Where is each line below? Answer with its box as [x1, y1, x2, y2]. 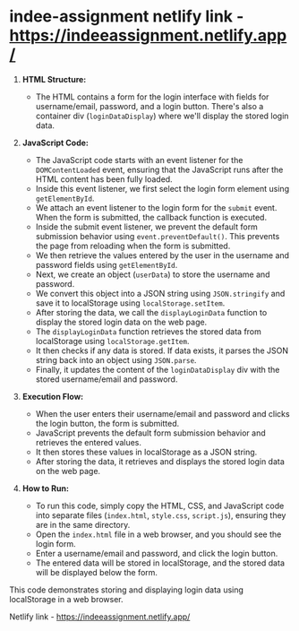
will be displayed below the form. [35, 566, 158, 577]
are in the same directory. [35, 519, 131, 530]
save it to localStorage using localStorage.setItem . [35, 298, 226, 308]
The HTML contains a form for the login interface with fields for [35, 91, 269, 102]
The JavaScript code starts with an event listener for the [35, 154, 243, 165]
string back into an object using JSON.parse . [35, 354, 197, 365]
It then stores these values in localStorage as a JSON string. [35, 446, 258, 457]
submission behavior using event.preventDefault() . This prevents [35, 230, 280, 241]
